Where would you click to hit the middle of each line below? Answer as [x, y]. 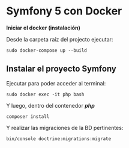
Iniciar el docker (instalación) [43, 28]
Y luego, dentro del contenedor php [50, 105]
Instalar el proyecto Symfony [61, 69]
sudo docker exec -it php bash [45, 94]
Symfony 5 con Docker [64, 11]
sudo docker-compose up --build [46, 50]
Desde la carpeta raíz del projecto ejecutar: [60, 39]
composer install [28, 116]
